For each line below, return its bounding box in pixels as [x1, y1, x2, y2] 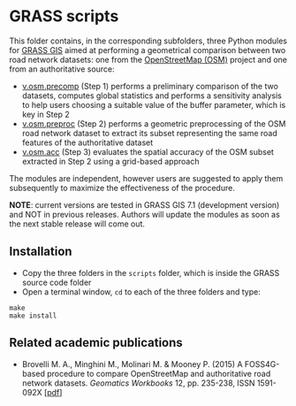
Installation [9, 244, 72, 259]
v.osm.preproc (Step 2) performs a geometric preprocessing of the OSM [21, 118, 286, 129]
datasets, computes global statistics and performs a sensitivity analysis [21, 90, 283, 101]
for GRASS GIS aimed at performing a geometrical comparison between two [9, 44, 286, 55]
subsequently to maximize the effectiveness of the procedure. [9, 182, 236, 193]
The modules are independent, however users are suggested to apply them [9, 172, 284, 183]
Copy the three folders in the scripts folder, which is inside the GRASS [21, 267, 280, 278]
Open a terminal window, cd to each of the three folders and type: [21, 286, 261, 297]
